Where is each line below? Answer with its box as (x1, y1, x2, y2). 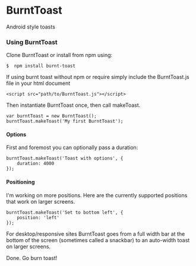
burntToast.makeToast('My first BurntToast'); (6, 118, 124, 125)
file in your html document (6, 80, 71, 87)
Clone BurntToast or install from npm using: (6, 52, 113, 59)
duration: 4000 (17, 161, 55, 167)
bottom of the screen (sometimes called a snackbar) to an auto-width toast (6, 236, 190, 243)
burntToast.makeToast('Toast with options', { (6, 156, 124, 161)
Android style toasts (6, 23, 55, 30)
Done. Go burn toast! (6, 254, 58, 261)
